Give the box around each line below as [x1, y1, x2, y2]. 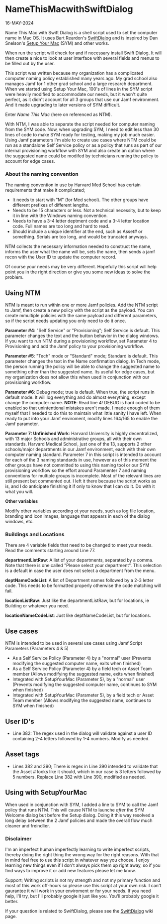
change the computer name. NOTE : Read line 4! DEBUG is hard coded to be [5, 400, 161, 406]
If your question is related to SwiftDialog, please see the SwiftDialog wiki [5, 908, 154, 914]
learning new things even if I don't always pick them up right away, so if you [5, 862, 161, 868]
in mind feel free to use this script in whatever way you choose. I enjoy [5, 857, 150, 863]
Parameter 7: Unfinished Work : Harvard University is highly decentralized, [5, 431, 159, 437]
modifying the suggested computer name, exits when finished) [12, 661, 141, 667]
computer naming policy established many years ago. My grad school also [5, 75, 158, 81]
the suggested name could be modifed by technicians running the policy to [5, 153, 159, 159]
